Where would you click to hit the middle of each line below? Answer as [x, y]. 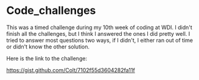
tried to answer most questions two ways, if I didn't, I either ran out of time [100, 40]
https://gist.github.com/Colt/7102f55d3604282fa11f [71, 70]
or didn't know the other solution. [48, 47]
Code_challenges [51, 11]
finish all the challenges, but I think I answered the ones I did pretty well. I [98, 33]
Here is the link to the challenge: [47, 58]
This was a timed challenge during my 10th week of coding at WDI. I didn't [100, 27]
